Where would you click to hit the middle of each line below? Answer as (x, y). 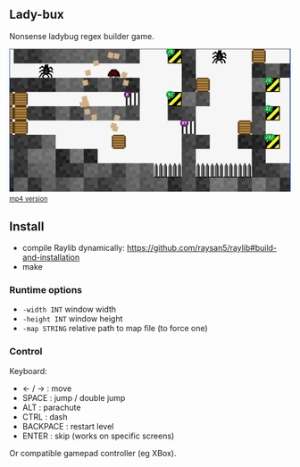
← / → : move (47, 388)
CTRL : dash (45, 417)
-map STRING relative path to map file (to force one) (115, 329)
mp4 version (29, 199)
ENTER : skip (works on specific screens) (98, 436)
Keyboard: (28, 371)
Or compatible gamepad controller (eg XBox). (93, 453)
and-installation (51, 257)
